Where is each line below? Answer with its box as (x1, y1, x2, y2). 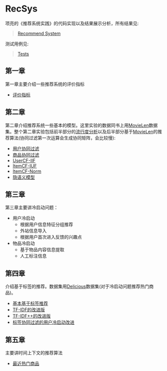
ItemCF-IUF (12, 163, 37, 169)
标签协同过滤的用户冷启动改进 (12, 319, 74, 325)
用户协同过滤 (12, 145, 39, 152)
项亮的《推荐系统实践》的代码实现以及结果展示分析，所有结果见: (5, 20, 139, 26)
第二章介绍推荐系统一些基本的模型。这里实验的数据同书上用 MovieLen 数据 (5, 122, 158, 128)
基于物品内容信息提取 (20, 247, 64, 253)
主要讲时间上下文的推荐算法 (5, 350, 63, 355)
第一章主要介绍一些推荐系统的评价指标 (5, 81, 85, 87)
